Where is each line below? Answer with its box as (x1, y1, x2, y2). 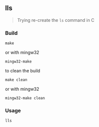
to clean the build (5, 68, 40, 74)
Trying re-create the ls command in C (17, 17, 95, 23)
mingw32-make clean (5, 96, 45, 101)
